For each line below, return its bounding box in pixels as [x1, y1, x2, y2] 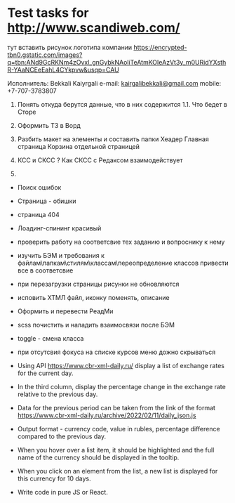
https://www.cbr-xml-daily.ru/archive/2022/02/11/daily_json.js [17, 411, 196, 419]
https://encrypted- [133, 43, 187, 51]
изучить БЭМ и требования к [17, 251, 105, 259]
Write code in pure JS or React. [17, 488, 109, 496]
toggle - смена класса [17, 334, 84, 342]
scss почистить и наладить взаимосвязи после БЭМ [17, 320, 175, 329]
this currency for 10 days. [17, 474, 91, 483]
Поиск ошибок [17, 183, 62, 191]
